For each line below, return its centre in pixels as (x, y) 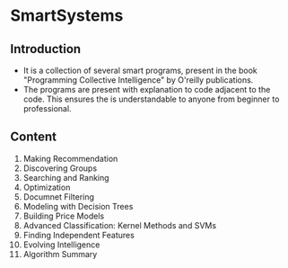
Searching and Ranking (66, 177)
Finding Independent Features (79, 235)
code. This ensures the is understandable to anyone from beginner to (151, 99)
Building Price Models (64, 216)
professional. (47, 108)
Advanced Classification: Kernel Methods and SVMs (120, 225)
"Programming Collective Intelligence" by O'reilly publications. (138, 80)
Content (34, 137)
